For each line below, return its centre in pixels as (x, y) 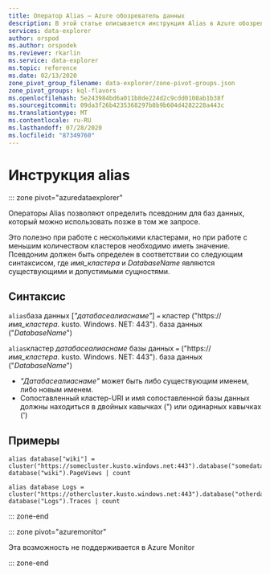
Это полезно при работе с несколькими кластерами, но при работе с (128, 237)
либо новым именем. (57, 390)
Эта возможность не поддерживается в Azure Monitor (102, 547)
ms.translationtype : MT (48, 113)
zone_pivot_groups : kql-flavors (62, 90)
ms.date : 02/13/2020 (43, 76)
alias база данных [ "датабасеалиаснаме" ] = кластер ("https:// (115, 316)
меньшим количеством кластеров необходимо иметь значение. (119, 245)
